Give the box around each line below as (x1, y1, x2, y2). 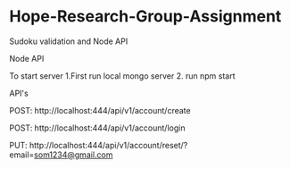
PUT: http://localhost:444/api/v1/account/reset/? (9, 139, 188, 150)
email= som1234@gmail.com (9, 149, 113, 160)
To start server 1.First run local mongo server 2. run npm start (9, 70, 236, 81)
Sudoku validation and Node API (9, 36, 128, 46)
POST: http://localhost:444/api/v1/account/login (9, 123, 186, 133)
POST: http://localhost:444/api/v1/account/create (9, 105, 191, 115)
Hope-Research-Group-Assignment (9, 6, 282, 27)
